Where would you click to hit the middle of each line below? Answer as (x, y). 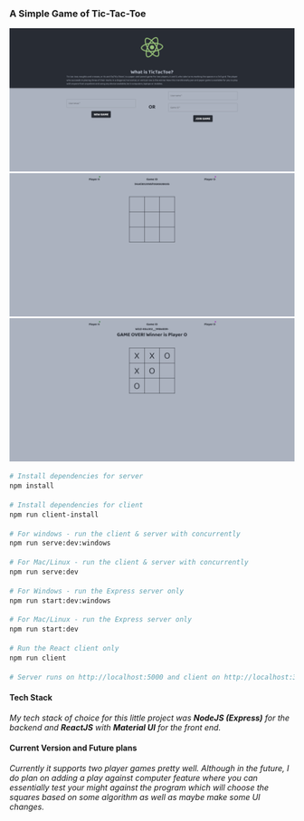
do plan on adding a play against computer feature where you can (133, 778)
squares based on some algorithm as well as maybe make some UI (135, 797)
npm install (32, 486)
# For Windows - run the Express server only (96, 591)
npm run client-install (54, 515)
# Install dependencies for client (76, 505)
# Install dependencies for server (76, 477)
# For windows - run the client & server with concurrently (125, 534)
